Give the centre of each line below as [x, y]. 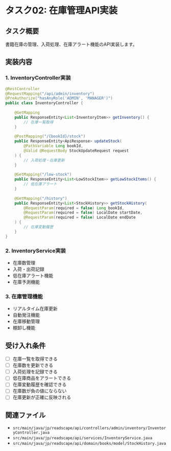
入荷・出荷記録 [28, 269]
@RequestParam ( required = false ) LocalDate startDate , [83, 213]
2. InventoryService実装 [36, 251]
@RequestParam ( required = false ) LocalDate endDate [80, 218]
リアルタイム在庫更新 [35, 309]
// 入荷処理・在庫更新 [44, 160]
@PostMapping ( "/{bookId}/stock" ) [50, 136]
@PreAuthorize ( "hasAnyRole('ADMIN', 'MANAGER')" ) [59, 98]
